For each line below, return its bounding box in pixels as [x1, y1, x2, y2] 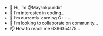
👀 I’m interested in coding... [9, 10, 65, 16]
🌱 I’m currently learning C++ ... [9, 15, 72, 20]
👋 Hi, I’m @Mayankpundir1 [9, 5, 62, 10]
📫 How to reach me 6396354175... [9, 26, 81, 31]
